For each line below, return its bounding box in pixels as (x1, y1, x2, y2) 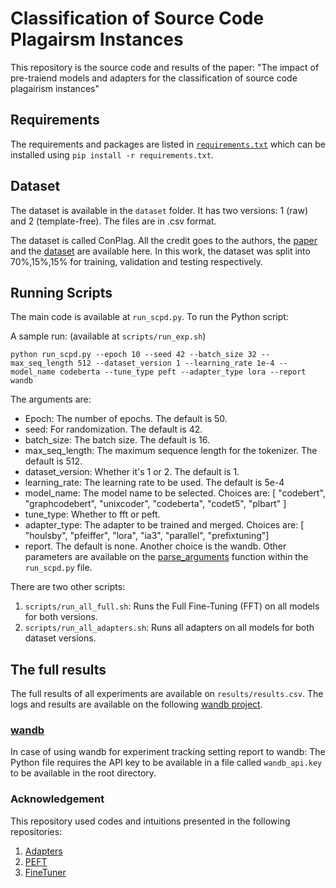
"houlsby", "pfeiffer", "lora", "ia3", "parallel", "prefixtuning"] (24, 530, 270, 542)
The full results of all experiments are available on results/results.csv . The (10, 688, 324, 700)
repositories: (10, 825, 63, 837)
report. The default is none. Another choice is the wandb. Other (24, 540, 287, 552)
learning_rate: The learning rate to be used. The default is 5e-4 (24, 477, 285, 489)
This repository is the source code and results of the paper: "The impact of (10, 61, 320, 73)
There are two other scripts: (10, 581, 126, 593)
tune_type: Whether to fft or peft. (24, 508, 161, 521)
